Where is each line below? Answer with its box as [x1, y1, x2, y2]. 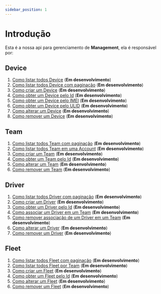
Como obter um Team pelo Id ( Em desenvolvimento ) [12, 156, 119, 162]
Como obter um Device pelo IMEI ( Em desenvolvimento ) [12, 98, 127, 103]
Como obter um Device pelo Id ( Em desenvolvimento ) [12, 93, 122, 98]
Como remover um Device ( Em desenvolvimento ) [12, 113, 114, 119]
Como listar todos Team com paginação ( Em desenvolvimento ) [12, 141, 141, 147]
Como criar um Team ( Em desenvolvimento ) [12, 151, 103, 157]
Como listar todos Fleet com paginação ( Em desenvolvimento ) [12, 257, 140, 263]
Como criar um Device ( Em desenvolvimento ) [12, 87, 106, 93]
